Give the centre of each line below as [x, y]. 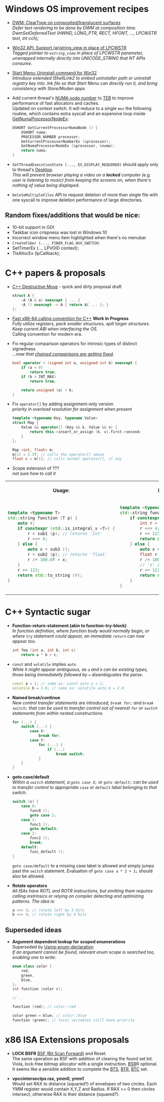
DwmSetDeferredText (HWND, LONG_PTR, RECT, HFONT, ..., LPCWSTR [84, 33]
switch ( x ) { [25, 802]
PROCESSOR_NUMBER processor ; [51, 137]
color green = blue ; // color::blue [49, 1016]
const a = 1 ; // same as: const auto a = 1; [58, 684]
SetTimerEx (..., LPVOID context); [45, 248]
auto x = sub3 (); [49, 549]
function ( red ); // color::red [44, 1007]
